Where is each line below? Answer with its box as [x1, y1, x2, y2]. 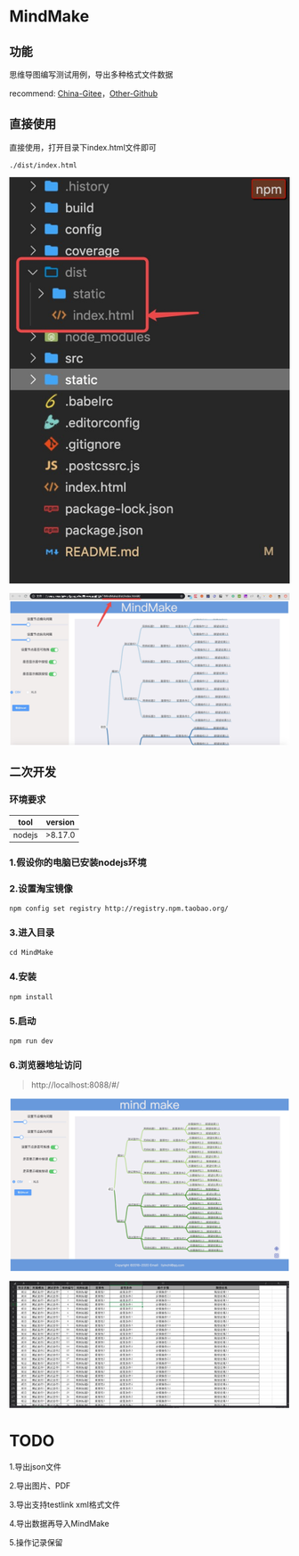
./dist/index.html [9, 160, 77, 170]
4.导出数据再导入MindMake [9, 1519, 109, 1529]
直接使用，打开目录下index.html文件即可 [9, 142, 158, 152]
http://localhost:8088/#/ [30, 1079, 120, 1090]
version [45, 817, 76, 827]
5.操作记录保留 [9, 1537, 63, 1548]
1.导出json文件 [9, 1462, 62, 1472]
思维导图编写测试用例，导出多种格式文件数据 [9, 69, 174, 79]
